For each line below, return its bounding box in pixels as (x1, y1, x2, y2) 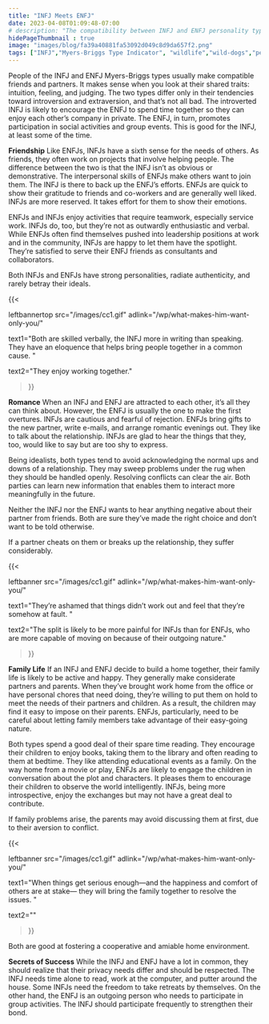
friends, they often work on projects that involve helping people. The (8, 154, 235, 164)
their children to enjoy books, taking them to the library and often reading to (8, 748, 259, 757)
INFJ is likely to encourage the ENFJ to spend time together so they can (8, 105, 245, 114)
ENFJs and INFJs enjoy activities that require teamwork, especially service (8, 213, 254, 222)
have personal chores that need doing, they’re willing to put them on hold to (8, 690, 258, 699)
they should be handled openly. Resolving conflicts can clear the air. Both (8, 473, 251, 482)
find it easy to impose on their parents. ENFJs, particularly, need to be (8, 707, 239, 716)
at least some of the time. (8, 130, 92, 140)
